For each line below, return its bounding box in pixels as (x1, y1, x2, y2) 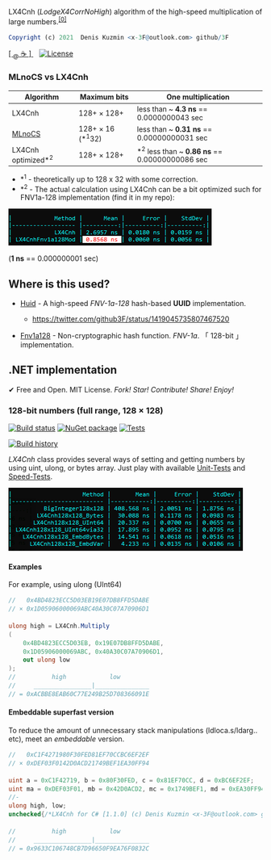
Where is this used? (8, 277, 110, 291)
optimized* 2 (11, 153, 54, 165)
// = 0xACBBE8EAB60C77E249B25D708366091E (8, 690, 150, 698)
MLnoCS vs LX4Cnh (8, 72, 89, 83)
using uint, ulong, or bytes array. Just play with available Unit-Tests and (8, 464, 246, 473)
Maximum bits (79, 92, 129, 102)
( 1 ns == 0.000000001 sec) (8, 254, 99, 263)
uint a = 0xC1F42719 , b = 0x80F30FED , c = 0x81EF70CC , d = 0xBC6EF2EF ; (8, 776, 255, 784)
